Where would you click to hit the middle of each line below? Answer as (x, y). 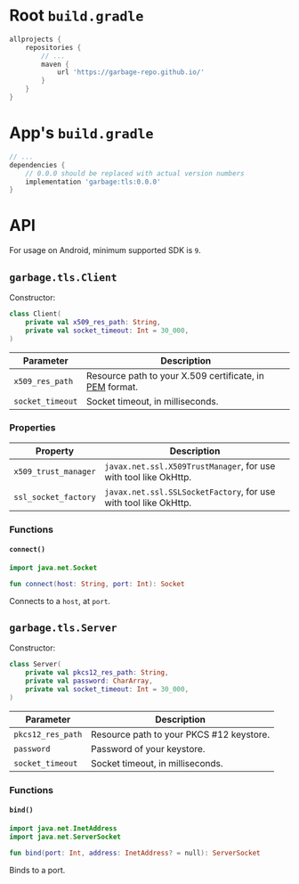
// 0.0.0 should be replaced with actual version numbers (135, 173)
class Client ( (36, 314)
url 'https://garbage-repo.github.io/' (130, 72)
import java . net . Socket (53, 568)
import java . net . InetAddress (63, 828)
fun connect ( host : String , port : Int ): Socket (97, 584)
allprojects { (36, 39)
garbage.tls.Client (63, 277)
